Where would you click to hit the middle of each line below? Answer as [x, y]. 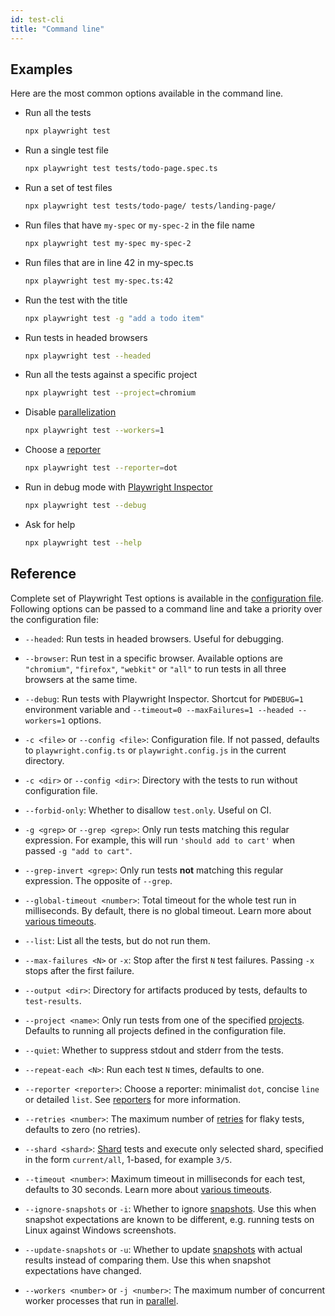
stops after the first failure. [79, 970]
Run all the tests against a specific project [111, 375]
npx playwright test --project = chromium [110, 393]
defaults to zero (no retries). [82, 1129]
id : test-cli [37, 19]
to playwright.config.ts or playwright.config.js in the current [155, 750]
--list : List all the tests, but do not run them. [117, 940]
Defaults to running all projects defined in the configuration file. [155, 1030]
